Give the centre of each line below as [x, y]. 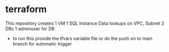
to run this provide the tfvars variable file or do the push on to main [82, 38]
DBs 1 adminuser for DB [30, 28]
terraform [26, 9]
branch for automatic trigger [42, 43]
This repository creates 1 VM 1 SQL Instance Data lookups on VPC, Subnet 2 [85, 23]
